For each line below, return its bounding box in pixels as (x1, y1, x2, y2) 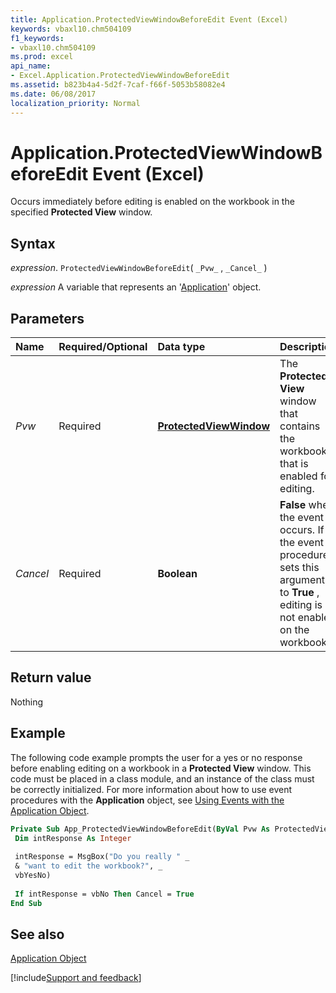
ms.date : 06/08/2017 (10, 89, 97, 99)
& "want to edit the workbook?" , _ (14, 861, 163, 871)
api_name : (10, 61, 52, 71)
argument (279, 573, 326, 587)
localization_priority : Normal (10, 98, 141, 108)
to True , (279, 586, 320, 600)
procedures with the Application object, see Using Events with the (10, 794, 285, 806)
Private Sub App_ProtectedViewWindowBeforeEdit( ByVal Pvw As (10, 824, 271, 834)
